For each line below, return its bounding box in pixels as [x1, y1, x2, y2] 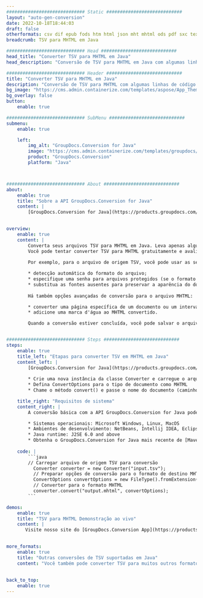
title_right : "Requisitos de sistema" [17, 398, 115, 404]
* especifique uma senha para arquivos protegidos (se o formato [28, 276, 196, 282]
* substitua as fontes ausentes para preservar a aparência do [28, 281, 190, 287]
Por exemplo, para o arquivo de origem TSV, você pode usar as [28, 260, 190, 266]
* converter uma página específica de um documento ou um [28, 304, 177, 310]
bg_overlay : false [6, 93, 53, 99]
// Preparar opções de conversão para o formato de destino [33, 471, 188, 477]
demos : [6, 504, 23, 510]
